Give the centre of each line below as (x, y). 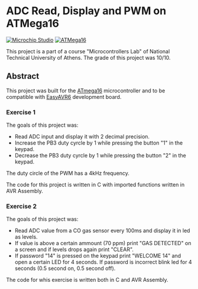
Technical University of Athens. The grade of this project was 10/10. (88, 57)
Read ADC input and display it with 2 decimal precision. (82, 137)
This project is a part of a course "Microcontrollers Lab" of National (88, 51)
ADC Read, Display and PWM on (86, 11)
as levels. (26, 237)
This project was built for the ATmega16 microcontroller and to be (86, 91)
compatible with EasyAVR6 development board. (64, 97)
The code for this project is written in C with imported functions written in (95, 185)
